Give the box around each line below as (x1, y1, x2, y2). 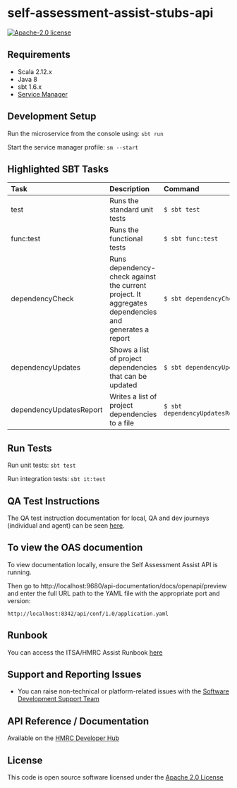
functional (109, 234, 143, 244)
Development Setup (7, 111, 97, 123)
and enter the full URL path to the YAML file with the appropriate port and (7, 589, 220, 598)
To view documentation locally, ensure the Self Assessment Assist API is (7, 560, 218, 569)
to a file (109, 418, 134, 428)
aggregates (109, 298, 148, 308)
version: (7, 596, 31, 605)
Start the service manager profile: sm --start (7, 143, 139, 151)
